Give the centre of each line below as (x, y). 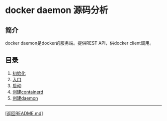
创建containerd (28, 92)
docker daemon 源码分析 (57, 10)
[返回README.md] (24, 113)
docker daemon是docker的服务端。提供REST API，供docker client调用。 (80, 43)
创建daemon (25, 98)
